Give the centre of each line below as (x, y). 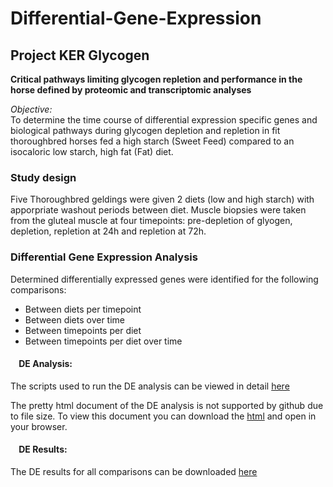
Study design (43, 177)
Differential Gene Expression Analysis (104, 257)
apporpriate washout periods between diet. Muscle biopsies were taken (158, 210)
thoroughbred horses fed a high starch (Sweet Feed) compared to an (152, 141)
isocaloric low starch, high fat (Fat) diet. (92, 151)
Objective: (31, 109)
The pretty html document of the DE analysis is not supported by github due (167, 405)
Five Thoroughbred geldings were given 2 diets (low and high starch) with (162, 199)
